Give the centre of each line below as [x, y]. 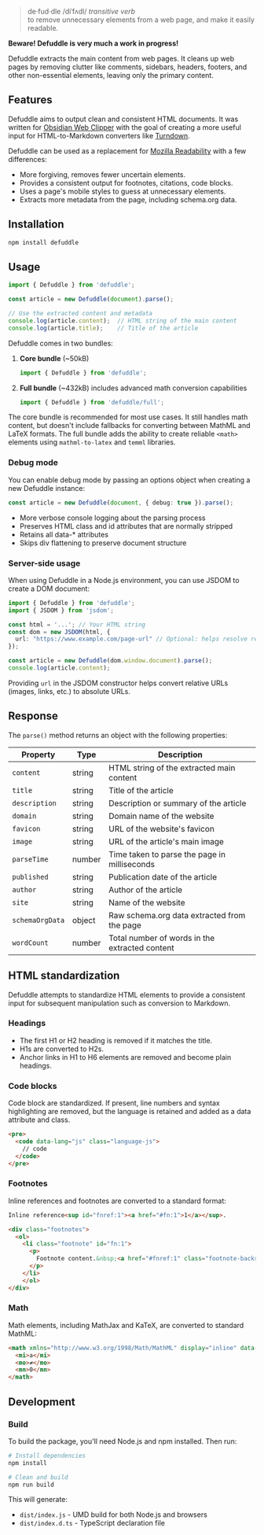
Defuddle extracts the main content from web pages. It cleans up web [121, 59]
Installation [36, 225]
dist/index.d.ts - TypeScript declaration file [92, 1523]
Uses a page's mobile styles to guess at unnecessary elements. [123, 191]
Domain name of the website [161, 816]
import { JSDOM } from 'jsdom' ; [61, 610]
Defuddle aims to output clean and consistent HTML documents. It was [123, 119]
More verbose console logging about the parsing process [112, 518]
